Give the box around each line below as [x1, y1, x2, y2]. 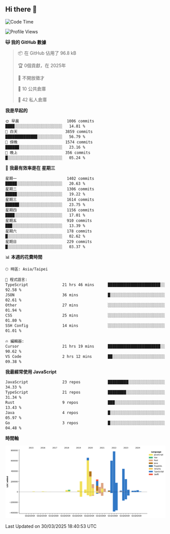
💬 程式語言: [5, 277, 28, 282]
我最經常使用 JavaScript [5, 369, 57, 375]
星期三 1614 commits [5, 197, 95, 202]
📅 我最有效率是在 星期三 [5, 164, 55, 171]
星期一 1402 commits [5, 176, 95, 181]
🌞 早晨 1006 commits [5, 118, 95, 124]
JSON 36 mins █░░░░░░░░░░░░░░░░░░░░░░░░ [5, 292, 165, 298]
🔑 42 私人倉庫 [17, 96, 47, 103]
